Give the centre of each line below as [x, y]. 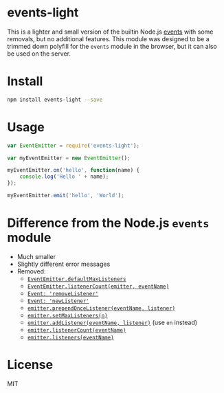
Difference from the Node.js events [108, 223]
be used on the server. [39, 54]
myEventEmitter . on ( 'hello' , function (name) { [73, 170]
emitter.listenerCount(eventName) [77, 330]
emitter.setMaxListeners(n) [67, 315]
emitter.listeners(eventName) [71, 337]
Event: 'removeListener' [63, 293]
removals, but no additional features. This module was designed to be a [108, 38]
